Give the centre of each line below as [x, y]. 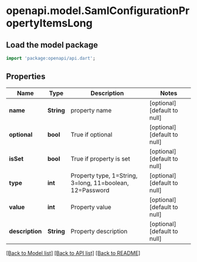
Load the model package [52, 45]
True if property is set [100, 158]
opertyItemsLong [49, 23]
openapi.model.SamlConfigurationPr [98, 11]
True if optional [91, 134]
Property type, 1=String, [104, 175]
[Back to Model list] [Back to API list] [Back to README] [73, 253]
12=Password [90, 190]
